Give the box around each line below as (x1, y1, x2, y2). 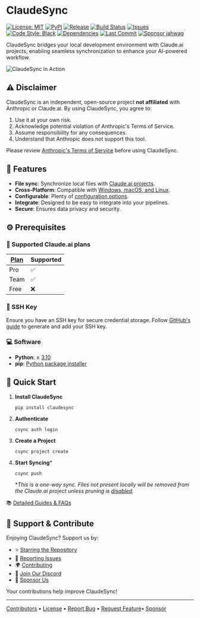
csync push (14, 470, 42, 476)
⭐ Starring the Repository (14, 546, 77, 554)
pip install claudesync (14, 404, 74, 411)
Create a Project (14, 437, 56, 444)
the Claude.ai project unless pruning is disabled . (14, 487, 134, 494)
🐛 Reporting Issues (14, 555, 61, 562)
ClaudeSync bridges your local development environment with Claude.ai (6, 41, 183, 48)
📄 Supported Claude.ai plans (6, 240, 91, 248)
